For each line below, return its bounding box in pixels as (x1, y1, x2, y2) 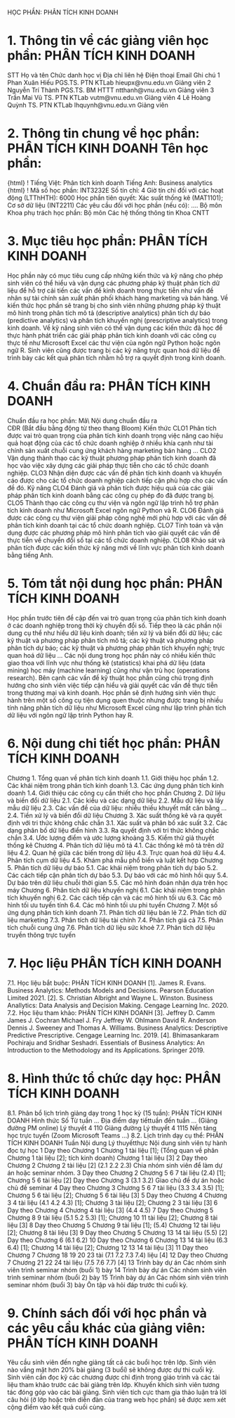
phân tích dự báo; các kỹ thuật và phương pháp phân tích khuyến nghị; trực (7, 644, 225, 652)
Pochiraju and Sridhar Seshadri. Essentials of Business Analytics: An (7, 1038, 205, 1047)
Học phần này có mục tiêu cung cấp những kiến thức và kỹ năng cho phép (7, 271, 223, 279)
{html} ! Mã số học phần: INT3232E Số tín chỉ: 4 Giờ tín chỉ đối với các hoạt (7, 186, 224, 194)
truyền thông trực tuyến (7, 931, 76, 939)
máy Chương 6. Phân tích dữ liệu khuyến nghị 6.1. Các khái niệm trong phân (7, 886, 225, 894)
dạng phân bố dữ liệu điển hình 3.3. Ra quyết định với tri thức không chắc (7, 826, 220, 834)
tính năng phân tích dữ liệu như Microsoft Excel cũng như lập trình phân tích (7, 703, 227, 712)
